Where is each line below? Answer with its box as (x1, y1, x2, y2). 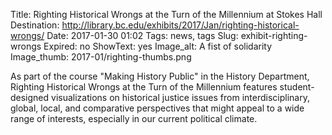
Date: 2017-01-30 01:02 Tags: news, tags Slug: (46, 30, 239, 41)
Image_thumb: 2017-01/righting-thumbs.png (10, 51, 192, 63)
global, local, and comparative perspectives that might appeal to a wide (10, 102, 305, 114)
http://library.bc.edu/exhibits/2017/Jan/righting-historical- (61, 19, 300, 31)
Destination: (10, 19, 60, 31)
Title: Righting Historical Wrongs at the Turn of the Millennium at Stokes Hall (10, 9, 323, 20)
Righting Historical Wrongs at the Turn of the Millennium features (10, 81, 278, 93)
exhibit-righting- (240, 30, 308, 41)
